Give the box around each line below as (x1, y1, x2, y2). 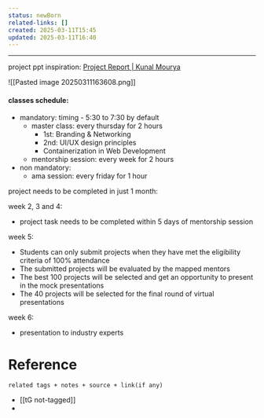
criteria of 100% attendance (19, 256, 110, 266)
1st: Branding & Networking (42, 130, 131, 139)
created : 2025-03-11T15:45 (8, 26, 97, 34)
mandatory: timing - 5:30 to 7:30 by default (19, 113, 159, 123)
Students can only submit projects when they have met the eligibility (19, 247, 241, 257)
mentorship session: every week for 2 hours (31, 155, 174, 164)
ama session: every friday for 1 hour (31, 171, 148, 181)
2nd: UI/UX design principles (42, 138, 137, 148)
